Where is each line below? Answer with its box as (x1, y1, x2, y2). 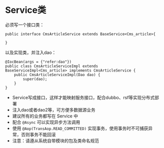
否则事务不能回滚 (21, 131, 56, 137)
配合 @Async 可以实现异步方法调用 (12, 119, 81, 125)
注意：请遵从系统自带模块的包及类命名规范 (12, 138, 99, 144)
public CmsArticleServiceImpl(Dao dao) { (14, 72, 100, 77)
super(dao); (23, 76, 48, 81)
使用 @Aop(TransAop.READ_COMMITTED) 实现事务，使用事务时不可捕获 (12, 125, 149, 131)
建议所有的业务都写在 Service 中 (12, 113, 78, 119)
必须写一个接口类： (5, 22, 44, 28)
